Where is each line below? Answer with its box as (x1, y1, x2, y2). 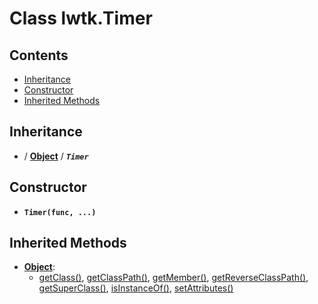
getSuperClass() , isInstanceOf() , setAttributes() (38, 282, 234, 294)
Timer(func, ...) (23, 207, 97, 217)
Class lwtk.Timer (9, 7, 153, 30)
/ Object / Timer (23, 150, 89, 162)
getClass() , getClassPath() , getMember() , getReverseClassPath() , (38, 272, 309, 284)
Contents (9, 47, 69, 64)
